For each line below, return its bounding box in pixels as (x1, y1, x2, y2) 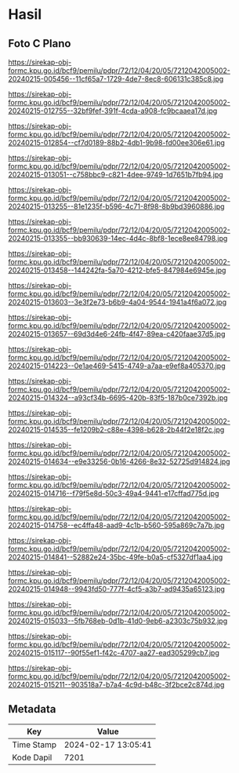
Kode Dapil (12, 752, 53, 763)
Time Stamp (12, 739, 57, 750)
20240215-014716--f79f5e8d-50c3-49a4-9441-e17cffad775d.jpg (8, 489, 219, 498)
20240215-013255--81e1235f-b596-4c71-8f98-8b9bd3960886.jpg (8, 202, 225, 211)
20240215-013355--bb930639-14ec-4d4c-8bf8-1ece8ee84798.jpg (8, 234, 228, 242)
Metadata (8, 702, 56, 716)
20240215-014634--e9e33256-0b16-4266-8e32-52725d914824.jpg (8, 457, 230, 466)
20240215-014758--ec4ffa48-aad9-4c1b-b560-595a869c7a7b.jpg (8, 520, 225, 530)
